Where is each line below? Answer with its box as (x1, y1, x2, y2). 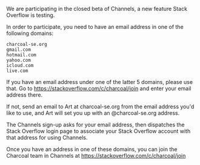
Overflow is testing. (6, 11, 55, 19)
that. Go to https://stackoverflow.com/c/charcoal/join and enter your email (6, 85, 192, 92)
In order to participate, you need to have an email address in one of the (6, 24, 184, 30)
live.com (6, 68, 28, 74)
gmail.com (6, 47, 32, 53)
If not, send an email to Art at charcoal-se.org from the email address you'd (6, 103, 195, 110)
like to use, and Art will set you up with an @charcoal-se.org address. (6, 109, 180, 117)
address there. (6, 91, 43, 99)
